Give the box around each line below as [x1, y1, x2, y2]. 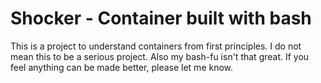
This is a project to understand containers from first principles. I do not [10, 40, 302, 52]
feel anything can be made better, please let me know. [10, 61, 234, 73]
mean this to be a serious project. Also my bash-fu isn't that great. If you [10, 50, 310, 62]
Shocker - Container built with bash [10, 7, 312, 30]
